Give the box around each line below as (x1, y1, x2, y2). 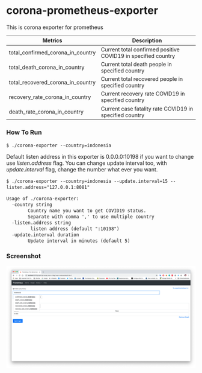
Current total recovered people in (100, 75, 183, 83)
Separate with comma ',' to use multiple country (28, 214, 155, 220)
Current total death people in (100, 60, 173, 68)
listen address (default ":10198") (30, 226, 120, 232)
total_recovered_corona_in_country (8, 78, 96, 86)
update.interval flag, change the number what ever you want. (6, 166, 158, 173)
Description (132, 37, 162, 44)
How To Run (6, 128, 42, 136)
